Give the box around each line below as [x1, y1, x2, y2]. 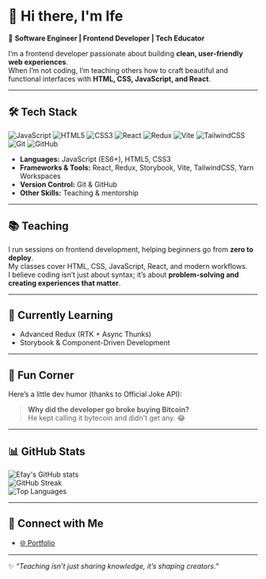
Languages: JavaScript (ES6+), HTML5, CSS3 [19, 154, 172, 163]
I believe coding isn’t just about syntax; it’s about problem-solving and [8, 270, 239, 279]
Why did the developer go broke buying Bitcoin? [27, 405, 190, 415]
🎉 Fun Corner [8, 368, 74, 382]
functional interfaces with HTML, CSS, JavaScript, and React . [8, 74, 211, 83]
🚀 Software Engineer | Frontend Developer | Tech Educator [8, 33, 205, 43]
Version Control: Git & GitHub [19, 179, 117, 189]
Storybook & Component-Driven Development [19, 338, 170, 347]
